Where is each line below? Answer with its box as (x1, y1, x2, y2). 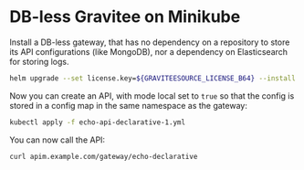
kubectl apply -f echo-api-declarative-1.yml (9, 117, 185, 127)
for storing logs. (9, 56, 69, 67)
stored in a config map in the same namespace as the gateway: (9, 100, 248, 111)
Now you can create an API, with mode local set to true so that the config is (9, 90, 295, 101)
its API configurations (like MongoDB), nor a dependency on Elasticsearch (9, 46, 288, 57)
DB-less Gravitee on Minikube (9, 6, 241, 27)
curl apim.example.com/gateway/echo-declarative (9, 152, 198, 161)
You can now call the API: (9, 134, 106, 145)
